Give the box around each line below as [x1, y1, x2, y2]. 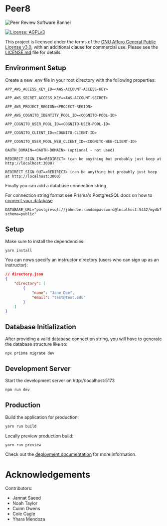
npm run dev [5, 387, 30, 392]
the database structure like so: [5, 341, 68, 347]
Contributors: [5, 485, 32, 491]
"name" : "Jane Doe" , [31, 290, 75, 295]
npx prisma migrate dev [5, 351, 55, 356]
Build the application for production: [5, 414, 79, 420]
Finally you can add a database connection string [5, 182, 106, 188]
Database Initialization [5, 322, 76, 331]
